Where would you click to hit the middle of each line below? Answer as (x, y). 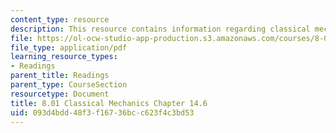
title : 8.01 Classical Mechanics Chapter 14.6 (109, 103)
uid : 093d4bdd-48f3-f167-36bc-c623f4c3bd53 (102, 112)
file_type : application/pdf (69, 47)
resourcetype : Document (60, 94)
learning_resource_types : (64, 57)
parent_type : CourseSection (69, 85)
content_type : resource (60, 19)
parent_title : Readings (60, 76)
